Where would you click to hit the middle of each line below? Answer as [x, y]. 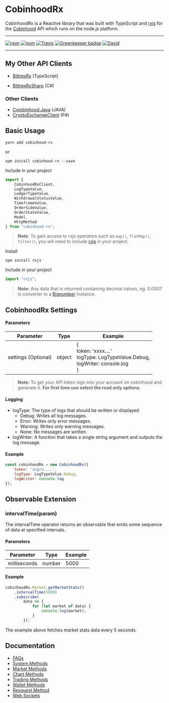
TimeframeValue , [31, 203]
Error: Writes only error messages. [56, 421]
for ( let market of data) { [62, 606]
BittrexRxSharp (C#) [33, 85]
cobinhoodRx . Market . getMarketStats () [45, 588]
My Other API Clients [39, 64]
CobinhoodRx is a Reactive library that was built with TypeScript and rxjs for [84, 23]
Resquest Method [31, 690]
